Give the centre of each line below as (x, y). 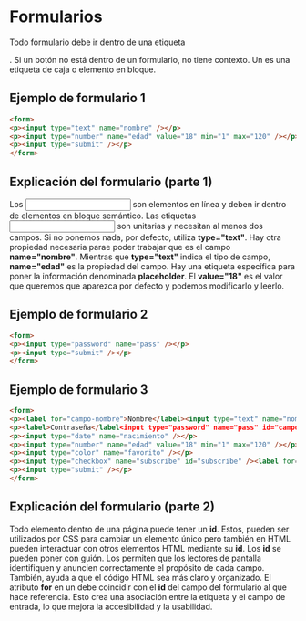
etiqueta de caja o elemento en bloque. (83, 69)
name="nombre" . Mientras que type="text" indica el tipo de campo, (140, 257)
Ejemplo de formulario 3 (79, 389)
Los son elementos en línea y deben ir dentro (148, 204)
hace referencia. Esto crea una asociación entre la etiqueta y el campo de (148, 596)
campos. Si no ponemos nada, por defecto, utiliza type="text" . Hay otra (146, 237)
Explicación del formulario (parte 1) (111, 181)
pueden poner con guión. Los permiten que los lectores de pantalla (136, 558)
